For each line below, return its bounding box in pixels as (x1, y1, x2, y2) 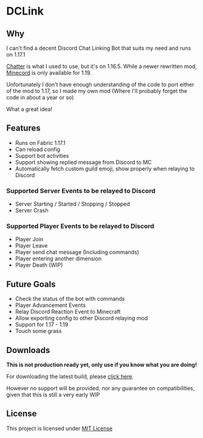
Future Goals (6, 279, 56, 289)
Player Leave (15, 242, 48, 249)
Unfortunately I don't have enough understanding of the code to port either (6, 81, 194, 88)
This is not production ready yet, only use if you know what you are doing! (6, 361, 198, 368)
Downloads (6, 345, 50, 355)
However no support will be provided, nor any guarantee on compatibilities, (6, 385, 195, 392)
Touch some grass (15, 328, 62, 335)
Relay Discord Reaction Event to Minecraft (15, 308, 121, 315)
